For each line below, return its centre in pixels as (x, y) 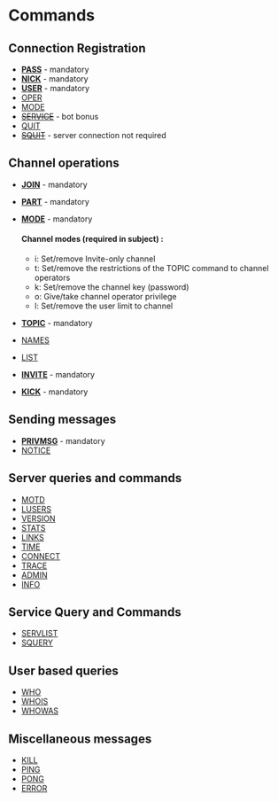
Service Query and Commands (95, 612)
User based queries (63, 670)
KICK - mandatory (54, 392)
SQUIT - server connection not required (94, 135)
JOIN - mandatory (54, 184)
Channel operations (64, 164)
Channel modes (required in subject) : (92, 239)
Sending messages (62, 420)
